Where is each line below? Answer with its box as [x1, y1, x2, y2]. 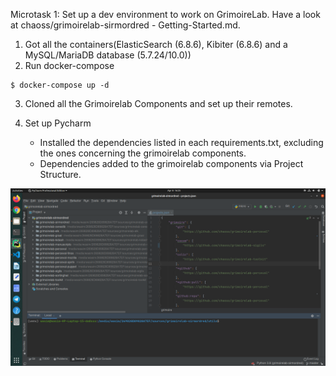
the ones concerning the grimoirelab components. [39, 147, 247, 159]
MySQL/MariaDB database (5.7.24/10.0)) [24, 49, 192, 61]
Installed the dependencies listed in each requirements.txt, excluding [39, 137, 324, 148]
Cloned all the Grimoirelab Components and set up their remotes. [24, 98, 293, 109]
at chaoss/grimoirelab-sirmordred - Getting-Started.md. [10, 19, 241, 31]
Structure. [39, 169, 82, 180]
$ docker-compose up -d [10, 80, 110, 90]
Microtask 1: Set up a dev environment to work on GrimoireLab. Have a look [10, 9, 321, 20]
